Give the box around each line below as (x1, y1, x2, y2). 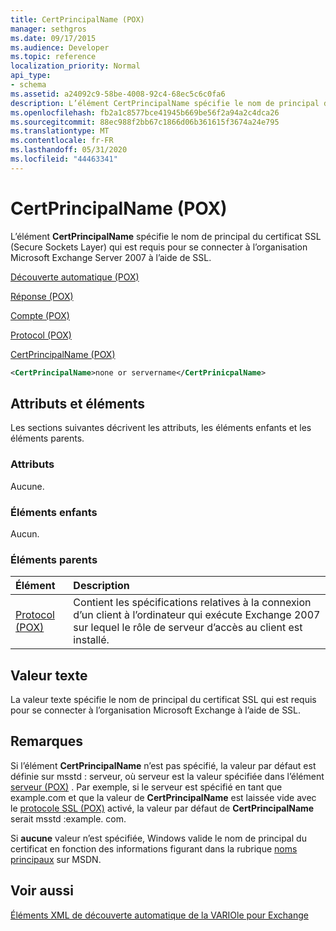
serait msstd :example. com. (10, 812, 127, 825)
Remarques (10, 733, 84, 750)
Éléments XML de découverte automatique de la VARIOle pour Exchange (10, 909, 309, 921)
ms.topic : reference (10, 52, 97, 62)
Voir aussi (10, 882, 74, 900)
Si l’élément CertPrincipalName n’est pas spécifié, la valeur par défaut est (10, 759, 317, 771)
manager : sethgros (10, 24, 87, 34)
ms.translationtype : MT (10, 126, 110, 136)
